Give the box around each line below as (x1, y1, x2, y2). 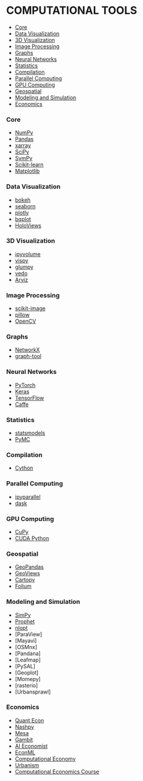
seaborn (14, 202, 36, 210)
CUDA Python (14, 534, 50, 542)
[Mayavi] (14, 636, 37, 644)
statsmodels (14, 429, 45, 437)
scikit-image (14, 305, 46, 312)
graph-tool (14, 353, 42, 360)
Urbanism (14, 761, 39, 768)
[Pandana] (14, 650, 41, 657)
